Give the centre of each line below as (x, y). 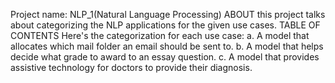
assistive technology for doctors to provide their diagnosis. (131, 67)
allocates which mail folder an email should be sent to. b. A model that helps (167, 46)
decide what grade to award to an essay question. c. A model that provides (165, 57)
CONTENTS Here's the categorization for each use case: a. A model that (160, 35)
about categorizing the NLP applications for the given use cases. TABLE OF (165, 25)
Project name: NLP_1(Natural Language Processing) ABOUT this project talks (168, 14)
